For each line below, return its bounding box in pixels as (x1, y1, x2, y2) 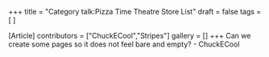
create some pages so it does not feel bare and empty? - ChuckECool (8, 39, 240, 49)
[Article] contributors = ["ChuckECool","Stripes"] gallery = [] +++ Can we (8, 31, 251, 40)
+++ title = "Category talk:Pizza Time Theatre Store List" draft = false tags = (8, 7, 262, 16)
